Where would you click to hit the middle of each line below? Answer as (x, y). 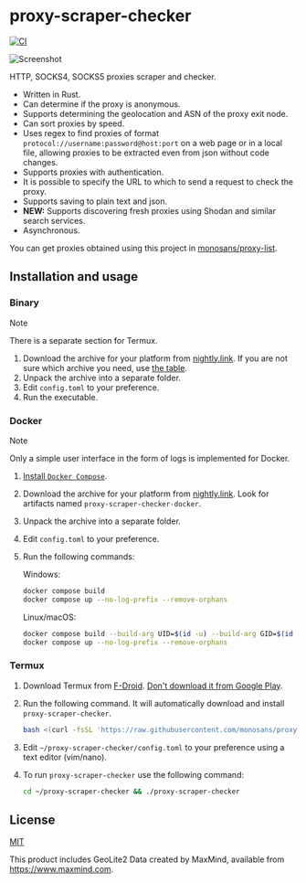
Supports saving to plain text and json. (95, 201)
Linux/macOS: (49, 617)
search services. (54, 220)
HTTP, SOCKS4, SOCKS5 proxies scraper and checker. (113, 76)
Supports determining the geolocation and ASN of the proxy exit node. (155, 113)
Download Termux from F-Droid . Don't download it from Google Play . (153, 686)
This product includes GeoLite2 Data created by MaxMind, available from (147, 859)
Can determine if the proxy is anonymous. (101, 104)
